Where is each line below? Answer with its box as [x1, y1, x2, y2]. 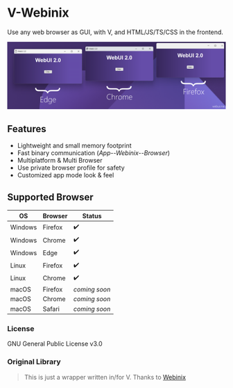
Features [7, 123, 46, 135]
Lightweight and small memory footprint [17, 141, 132, 150]
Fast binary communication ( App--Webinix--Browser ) [17, 149, 171, 157]
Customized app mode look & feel [17, 171, 114, 179]
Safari [42, 305, 60, 313]
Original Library [7, 357, 61, 366]
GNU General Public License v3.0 [7, 339, 103, 348]
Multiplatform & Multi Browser [17, 156, 103, 165]
